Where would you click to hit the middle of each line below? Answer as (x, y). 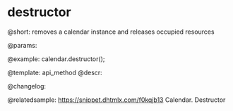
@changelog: (27, 86)
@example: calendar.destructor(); (56, 59)
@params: (22, 45)
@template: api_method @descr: (55, 72)
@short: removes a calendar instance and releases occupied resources (111, 32)
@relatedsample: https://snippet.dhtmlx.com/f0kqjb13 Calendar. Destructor (116, 100)
